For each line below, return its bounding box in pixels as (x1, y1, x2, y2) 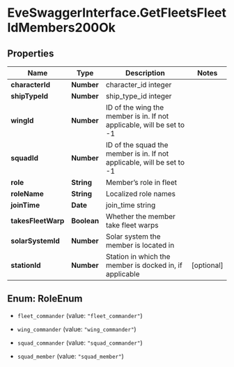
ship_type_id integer (105, 91, 172, 100)
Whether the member (105, 211, 176, 221)
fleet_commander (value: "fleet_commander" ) (17, 311, 143, 320)
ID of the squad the (105, 140, 169, 149)
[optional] (191, 260, 224, 270)
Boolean (70, 216, 100, 225)
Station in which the (105, 252, 171, 261)
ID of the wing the (105, 103, 164, 112)
